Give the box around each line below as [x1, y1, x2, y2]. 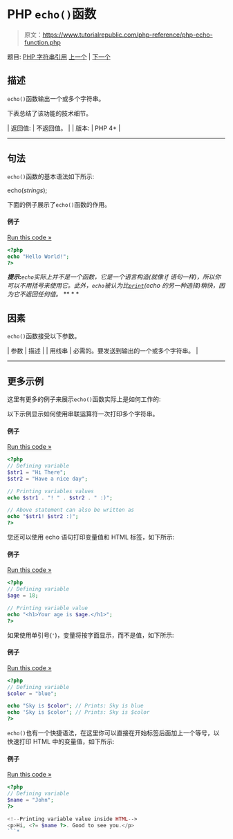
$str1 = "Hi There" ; [7, 468, 67, 476]
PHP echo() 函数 [7, 6, 97, 22]
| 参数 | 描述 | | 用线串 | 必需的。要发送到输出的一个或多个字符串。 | [7, 347, 198, 355]
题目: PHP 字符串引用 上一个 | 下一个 [7, 53, 111, 61]
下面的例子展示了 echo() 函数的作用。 [7, 200, 111, 208]
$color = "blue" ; [7, 690, 57, 697]
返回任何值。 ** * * [25, 290, 80, 298]
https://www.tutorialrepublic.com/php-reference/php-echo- [42, 30, 213, 39]
